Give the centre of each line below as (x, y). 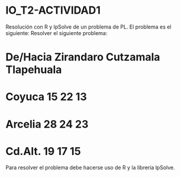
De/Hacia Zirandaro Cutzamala (83, 57)
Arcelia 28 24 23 (47, 124)
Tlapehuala (34, 70)
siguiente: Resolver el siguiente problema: (56, 33)
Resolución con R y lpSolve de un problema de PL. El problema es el (89, 27)
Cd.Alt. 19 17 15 (43, 151)
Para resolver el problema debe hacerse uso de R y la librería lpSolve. (90, 167)
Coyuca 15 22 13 (46, 97)
